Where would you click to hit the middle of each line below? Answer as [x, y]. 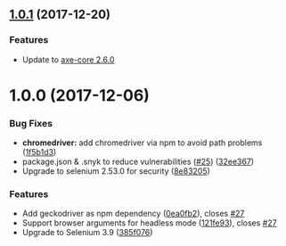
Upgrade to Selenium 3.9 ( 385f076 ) [87, 233]
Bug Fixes [31, 123]
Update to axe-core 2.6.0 [68, 59]
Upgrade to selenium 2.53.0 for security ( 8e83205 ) [116, 171]
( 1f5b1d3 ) [39, 152]
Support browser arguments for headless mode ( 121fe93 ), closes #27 [150, 223]
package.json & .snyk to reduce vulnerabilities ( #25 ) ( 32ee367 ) [138, 162]
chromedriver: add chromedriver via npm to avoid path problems [142, 143]
